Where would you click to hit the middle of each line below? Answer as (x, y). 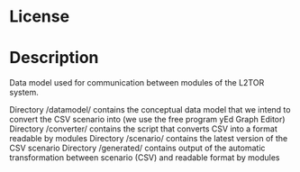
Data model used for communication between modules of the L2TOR (137, 83)
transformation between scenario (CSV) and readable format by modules (145, 158)
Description (54, 58)
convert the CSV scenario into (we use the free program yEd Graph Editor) (147, 120)
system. (24, 93)
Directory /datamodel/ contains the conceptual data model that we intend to (150, 110)
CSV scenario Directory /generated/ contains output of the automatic (137, 148)
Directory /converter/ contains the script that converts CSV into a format (143, 129)
